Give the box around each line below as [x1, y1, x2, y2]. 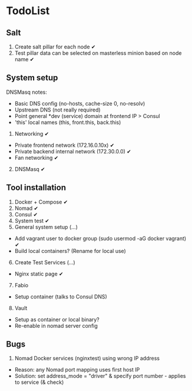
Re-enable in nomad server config [14, 322, 98, 329]
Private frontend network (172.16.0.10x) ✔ [14, 142, 115, 149]
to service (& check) [14, 379, 64, 386]
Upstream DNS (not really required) [14, 106, 101, 113]
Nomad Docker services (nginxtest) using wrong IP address [14, 355, 160, 362]
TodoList [6, 4, 50, 18]
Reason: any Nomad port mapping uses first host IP [14, 366, 140, 373]
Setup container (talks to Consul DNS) [14, 293, 107, 300]
